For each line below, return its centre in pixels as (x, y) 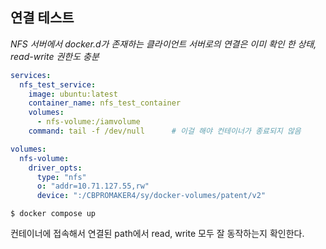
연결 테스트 (42, 18)
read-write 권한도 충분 (55, 56)
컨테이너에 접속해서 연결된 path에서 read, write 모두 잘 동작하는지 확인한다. (157, 234)
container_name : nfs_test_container (105, 103)
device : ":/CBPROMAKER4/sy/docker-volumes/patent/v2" (151, 196)
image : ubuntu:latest (73, 94)
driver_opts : (55, 168)
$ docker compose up (53, 214)
